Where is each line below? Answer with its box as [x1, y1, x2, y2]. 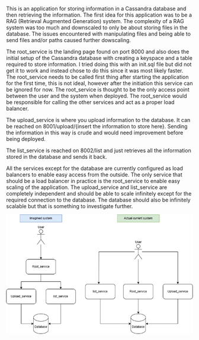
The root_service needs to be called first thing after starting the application [6, 74, 189, 80]
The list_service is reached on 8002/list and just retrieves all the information [6, 147, 191, 154]
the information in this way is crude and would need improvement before [6, 129, 184, 136]
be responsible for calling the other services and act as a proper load [6, 99, 175, 106]
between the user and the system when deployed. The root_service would [6, 92, 187, 99]
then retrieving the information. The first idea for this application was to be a [6, 11, 192, 18]
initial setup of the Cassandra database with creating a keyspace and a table [6, 55, 192, 61]
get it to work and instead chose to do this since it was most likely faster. [6, 67, 184, 74]
